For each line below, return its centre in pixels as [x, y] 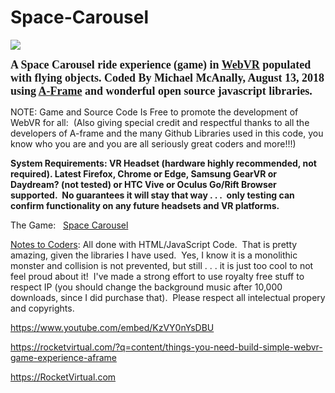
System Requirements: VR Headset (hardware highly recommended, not [163, 163]
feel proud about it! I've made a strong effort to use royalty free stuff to [157, 276]
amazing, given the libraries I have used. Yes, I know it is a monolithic [154, 255]
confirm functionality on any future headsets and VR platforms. [145, 205]
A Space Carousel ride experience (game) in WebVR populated [161, 64]
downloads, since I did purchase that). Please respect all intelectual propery [168, 297]
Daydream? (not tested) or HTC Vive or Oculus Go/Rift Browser [143, 184]
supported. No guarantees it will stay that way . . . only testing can [152, 195]
